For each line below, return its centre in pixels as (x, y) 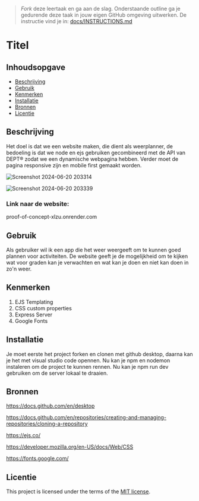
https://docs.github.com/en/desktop (50, 406)
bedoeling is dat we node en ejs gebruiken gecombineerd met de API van (96, 153)
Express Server (34, 315)
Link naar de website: (38, 204)
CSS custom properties (43, 308)
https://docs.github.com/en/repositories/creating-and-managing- (86, 418)
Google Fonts (31, 320)
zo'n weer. (19, 269)
